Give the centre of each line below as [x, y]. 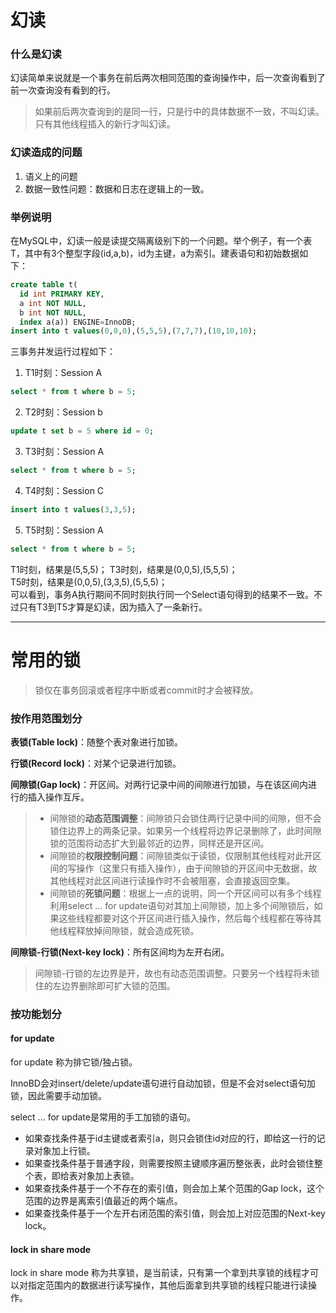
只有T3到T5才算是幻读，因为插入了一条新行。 [113, 607]
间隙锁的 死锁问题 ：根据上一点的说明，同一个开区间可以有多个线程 [185, 893]
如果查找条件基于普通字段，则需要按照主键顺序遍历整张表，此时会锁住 [169, 1163]
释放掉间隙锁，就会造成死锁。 [138, 930]
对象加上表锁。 [108, 1176]
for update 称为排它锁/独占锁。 [74, 1062]
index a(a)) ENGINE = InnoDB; [78, 322]
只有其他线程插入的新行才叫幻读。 [105, 124]
